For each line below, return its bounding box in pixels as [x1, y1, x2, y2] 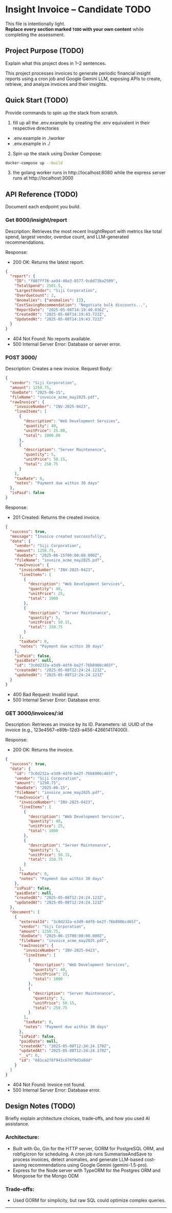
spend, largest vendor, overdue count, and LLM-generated [5, 233, 129, 240]
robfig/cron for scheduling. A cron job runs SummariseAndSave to [12, 1151, 153, 1157]
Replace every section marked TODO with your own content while [5, 26, 144, 32]
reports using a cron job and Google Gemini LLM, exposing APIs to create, [5, 76, 162, 82]
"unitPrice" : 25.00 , [24, 428, 68, 433]
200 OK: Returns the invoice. [12, 747, 74, 753]
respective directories [12, 125, 59, 131]
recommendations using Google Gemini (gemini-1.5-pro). [28, 1162, 148, 1168]
